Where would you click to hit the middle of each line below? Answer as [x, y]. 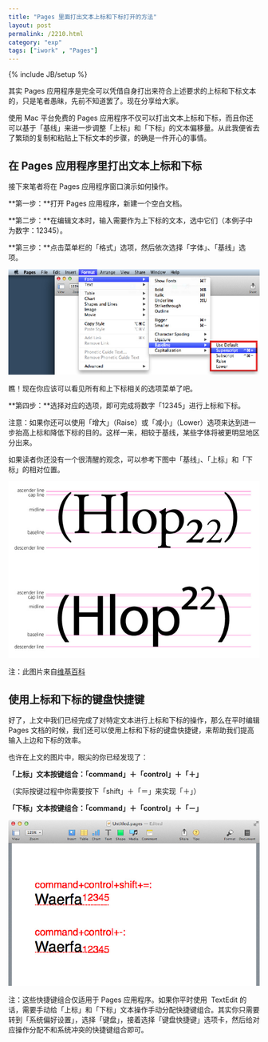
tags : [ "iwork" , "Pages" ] [53, 51]
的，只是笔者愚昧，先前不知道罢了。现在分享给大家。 [96, 101]
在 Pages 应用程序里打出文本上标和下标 [105, 165]
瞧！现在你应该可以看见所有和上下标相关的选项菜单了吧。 [102, 389]
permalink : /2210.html [46, 34]
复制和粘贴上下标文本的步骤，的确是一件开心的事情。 [123, 138]
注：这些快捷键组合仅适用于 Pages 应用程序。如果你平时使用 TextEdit [123, 1000]
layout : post [30, 25]
